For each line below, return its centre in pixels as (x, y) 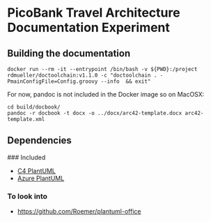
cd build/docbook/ (34, 107)
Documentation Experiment (89, 27)
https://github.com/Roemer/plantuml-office (79, 212)
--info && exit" (126, 81)
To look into (27, 196)
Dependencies (39, 141)
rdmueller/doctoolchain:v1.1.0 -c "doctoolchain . (82, 75)
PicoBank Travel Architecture (94, 13)
